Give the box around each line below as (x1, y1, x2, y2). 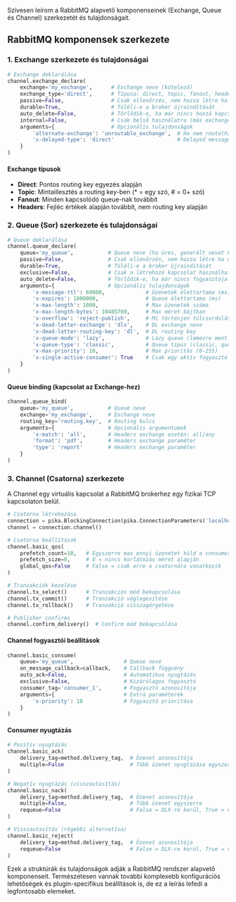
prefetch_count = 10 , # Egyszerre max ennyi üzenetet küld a (20, 549, 202, 557)
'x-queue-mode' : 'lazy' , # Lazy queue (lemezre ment (32, 334, 228, 342)
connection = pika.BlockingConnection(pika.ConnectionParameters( (7, 518, 206, 525)
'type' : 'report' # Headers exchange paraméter (32, 444, 197, 451)
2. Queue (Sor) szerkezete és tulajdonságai (7, 220, 158, 230)
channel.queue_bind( (7, 398, 68, 406)
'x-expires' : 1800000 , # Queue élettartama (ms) (32, 295, 221, 302)
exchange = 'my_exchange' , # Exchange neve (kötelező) (20, 84, 193, 91)
